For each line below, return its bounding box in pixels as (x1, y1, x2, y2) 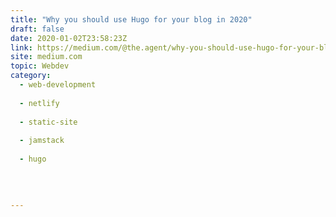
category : (10, 71, 52, 81)
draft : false (10, 24, 65, 34)
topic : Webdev (10, 61, 70, 71)
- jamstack (19, 136, 65, 146)
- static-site (19, 117, 78, 127)
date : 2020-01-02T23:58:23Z (10, 33, 128, 43)
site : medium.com (10, 52, 83, 62)
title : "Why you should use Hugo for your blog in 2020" (10, 14, 253, 25)
